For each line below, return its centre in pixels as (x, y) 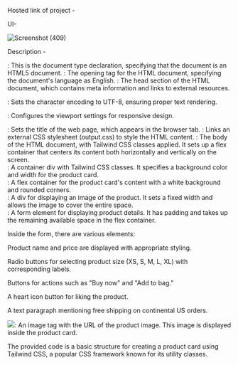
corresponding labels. (39, 269)
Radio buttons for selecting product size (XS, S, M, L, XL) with (98, 261)
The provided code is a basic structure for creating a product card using (113, 347)
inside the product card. (43, 333)
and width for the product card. (53, 175)
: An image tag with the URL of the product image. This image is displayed (123, 325)
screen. (18, 160)
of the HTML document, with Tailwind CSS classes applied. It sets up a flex (117, 144)
